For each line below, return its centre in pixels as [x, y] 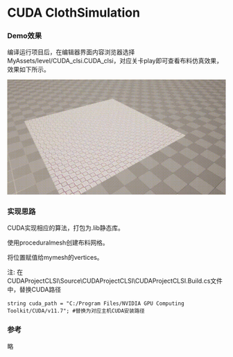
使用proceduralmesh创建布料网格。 [58, 243]
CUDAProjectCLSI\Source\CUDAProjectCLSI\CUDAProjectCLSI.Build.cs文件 [115, 281]
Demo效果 [25, 36]
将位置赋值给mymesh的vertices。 [55, 258]
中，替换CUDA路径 [34, 290]
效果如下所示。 [28, 69]
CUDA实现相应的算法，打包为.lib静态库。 [66, 228]
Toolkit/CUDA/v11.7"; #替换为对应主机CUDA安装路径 [76, 311]
